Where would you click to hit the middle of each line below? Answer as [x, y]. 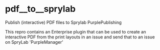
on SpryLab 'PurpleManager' [34, 42]
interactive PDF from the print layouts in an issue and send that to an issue [80, 37]
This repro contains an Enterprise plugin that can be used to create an [76, 32]
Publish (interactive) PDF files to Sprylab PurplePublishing [63, 22]
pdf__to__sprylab [40, 9]
